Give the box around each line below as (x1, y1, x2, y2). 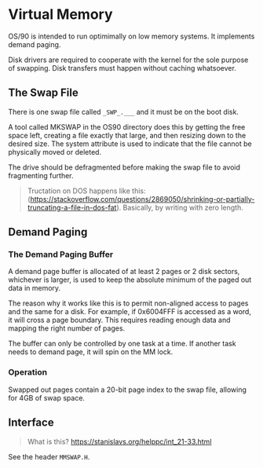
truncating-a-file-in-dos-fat (27, 203, 117, 212)
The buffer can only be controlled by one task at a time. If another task (8, 339, 237, 349)
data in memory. (8, 283, 61, 293)
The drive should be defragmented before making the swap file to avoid (8, 163, 241, 172)
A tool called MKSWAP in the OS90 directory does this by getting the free (8, 122, 246, 131)
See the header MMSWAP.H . (8, 452, 90, 461)
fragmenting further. (8, 170, 74, 180)
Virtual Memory (8, 5, 113, 24)
